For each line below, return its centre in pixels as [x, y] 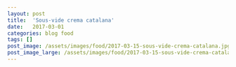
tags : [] [20, 40]
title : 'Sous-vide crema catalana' [61, 20]
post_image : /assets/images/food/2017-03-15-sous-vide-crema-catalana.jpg [119, 46]
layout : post [26, 14]
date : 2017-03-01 [36, 27]
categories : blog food [40, 33]
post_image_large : [34, 53]
